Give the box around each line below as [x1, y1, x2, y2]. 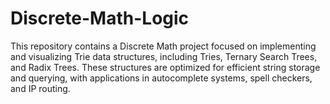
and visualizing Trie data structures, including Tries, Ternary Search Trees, [10, 50, 318, 62]
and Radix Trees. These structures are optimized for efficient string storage [10, 61, 321, 73]
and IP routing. [10, 82, 71, 94]
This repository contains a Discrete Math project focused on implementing [10, 40, 317, 52]
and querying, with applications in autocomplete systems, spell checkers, [10, 72, 313, 84]
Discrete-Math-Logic [10, 7, 190, 30]
